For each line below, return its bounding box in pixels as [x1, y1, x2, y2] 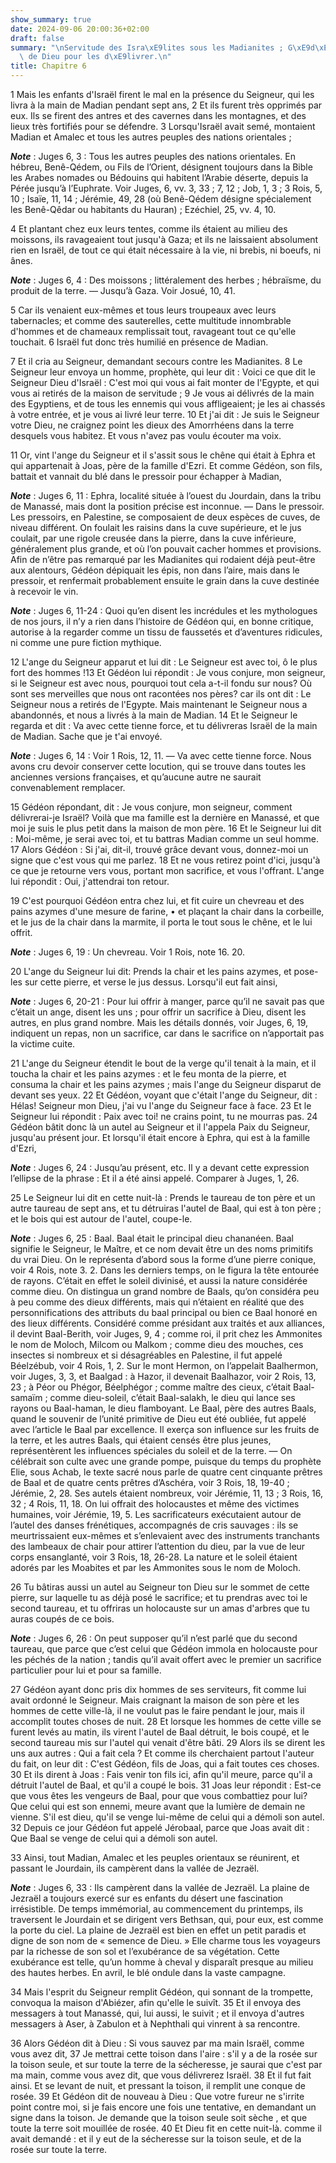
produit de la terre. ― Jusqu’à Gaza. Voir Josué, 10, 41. [10, 285, 236, 296]
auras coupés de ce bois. [10, 1613, 115, 1625]
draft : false [10, 33, 65, 43]
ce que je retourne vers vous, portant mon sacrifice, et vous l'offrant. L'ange [10, 865, 325, 876]
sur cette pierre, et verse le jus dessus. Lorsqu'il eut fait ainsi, [24, 976, 278, 988]
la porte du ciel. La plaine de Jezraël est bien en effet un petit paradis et [10, 1924, 307, 1936]
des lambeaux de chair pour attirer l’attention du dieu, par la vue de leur [10, 1541, 306, 1552]
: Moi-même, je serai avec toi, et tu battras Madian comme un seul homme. [10, 833, 319, 845]
